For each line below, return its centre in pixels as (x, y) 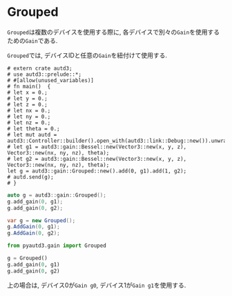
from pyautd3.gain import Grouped (57, 246)
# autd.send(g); (30, 177)
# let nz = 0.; (29, 122)
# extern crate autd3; (40, 68)
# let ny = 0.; (29, 117)
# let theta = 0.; (33, 128)
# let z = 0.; (28, 104)
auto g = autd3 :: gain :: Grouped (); (57, 195)
